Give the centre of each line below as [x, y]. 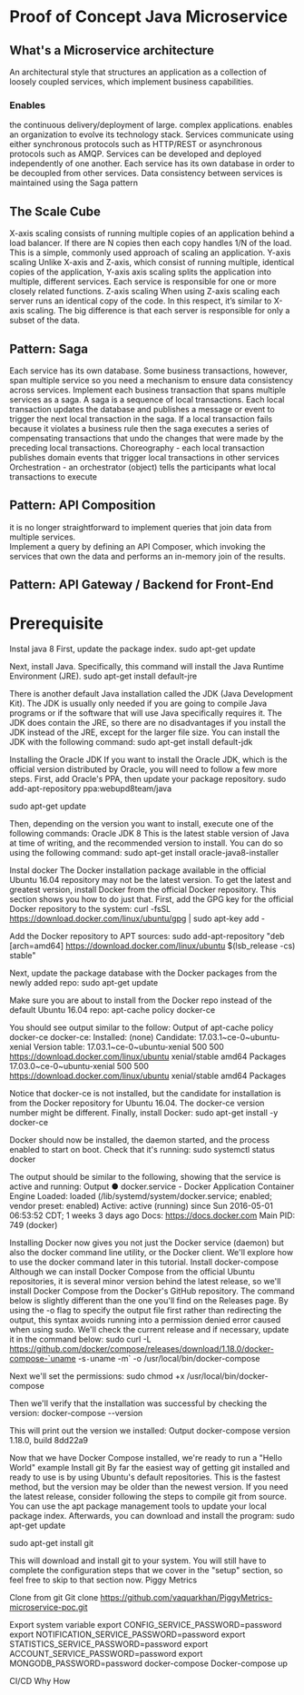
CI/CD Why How [40, 1681]
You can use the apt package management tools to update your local [138, 1506]
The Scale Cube [55, 211]
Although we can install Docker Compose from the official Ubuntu [132, 1272]
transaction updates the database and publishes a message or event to [142, 409]
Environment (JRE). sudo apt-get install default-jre [103, 676]
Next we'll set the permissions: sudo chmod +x [97, 1376]
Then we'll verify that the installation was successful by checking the [138, 1403]
